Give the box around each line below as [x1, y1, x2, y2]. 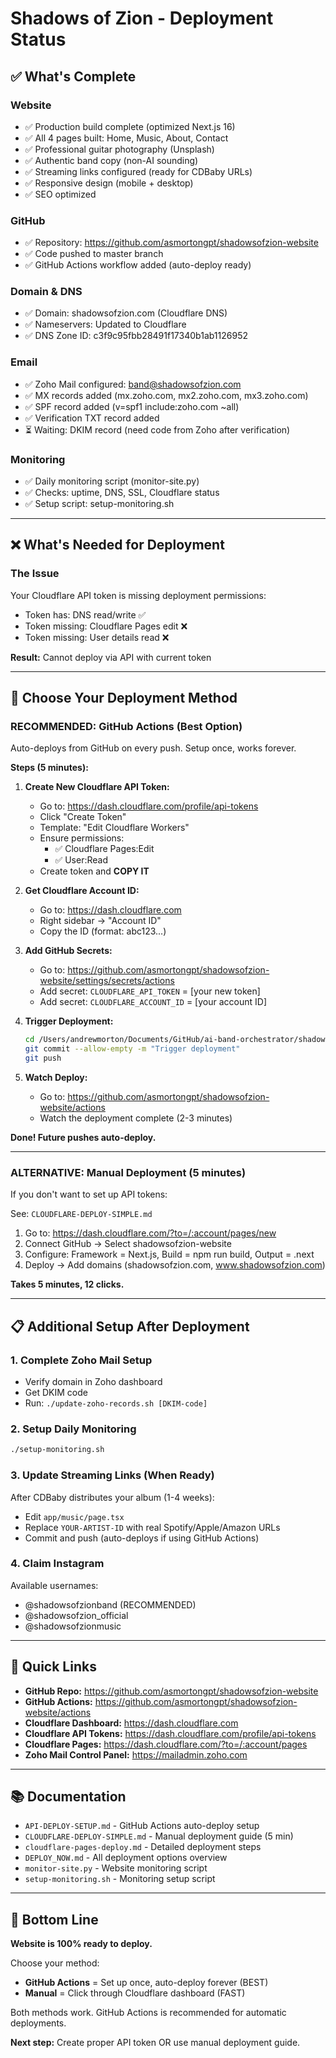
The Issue [10, 567, 60, 581]
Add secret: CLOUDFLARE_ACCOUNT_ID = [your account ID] [39, 996, 267, 1008]
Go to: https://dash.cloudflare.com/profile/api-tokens [39, 800, 259, 812]
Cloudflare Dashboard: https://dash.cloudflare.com [24, 1717, 239, 1729]
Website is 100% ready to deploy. [10, 1938, 153, 1950]
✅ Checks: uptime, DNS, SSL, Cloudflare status [24, 487, 220, 499]
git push [24, 1053, 62, 1064]
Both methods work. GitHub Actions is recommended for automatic [10, 2007, 287, 2019]
